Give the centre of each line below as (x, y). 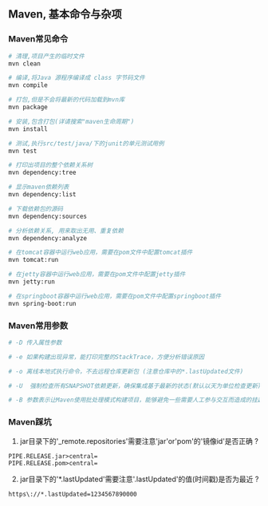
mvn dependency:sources (48, 216)
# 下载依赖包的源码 (36, 209)
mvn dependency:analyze (48, 238)
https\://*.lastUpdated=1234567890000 (73, 494)
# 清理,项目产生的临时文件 (47, 56)
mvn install (28, 129)
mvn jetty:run (32, 282)
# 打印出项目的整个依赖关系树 (51, 165)
